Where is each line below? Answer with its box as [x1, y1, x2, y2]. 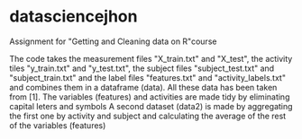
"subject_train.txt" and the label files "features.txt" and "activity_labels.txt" [9, 72, 287, 83]
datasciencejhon [9, 6, 138, 27]
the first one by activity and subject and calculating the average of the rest [9, 110, 287, 121]
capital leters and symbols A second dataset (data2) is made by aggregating [9, 100, 293, 111]
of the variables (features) [9, 119, 106, 131]
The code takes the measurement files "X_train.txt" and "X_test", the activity [9, 53, 293, 64]
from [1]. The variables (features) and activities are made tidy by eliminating [9, 91, 290, 102]
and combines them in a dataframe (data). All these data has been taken [9, 82, 278, 92]
